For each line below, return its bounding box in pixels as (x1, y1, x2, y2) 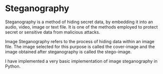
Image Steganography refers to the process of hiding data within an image (5, 38, 155, 44)
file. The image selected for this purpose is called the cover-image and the (5, 44, 155, 49)
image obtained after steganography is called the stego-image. (5, 49, 132, 55)
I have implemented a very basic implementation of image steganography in (5, 58, 158, 64)
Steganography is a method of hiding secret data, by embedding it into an (5, 19, 153, 25)
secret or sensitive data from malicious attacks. (5, 29, 101, 35)
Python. (5, 63, 21, 69)
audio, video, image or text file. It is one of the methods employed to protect (5, 24, 158, 30)
